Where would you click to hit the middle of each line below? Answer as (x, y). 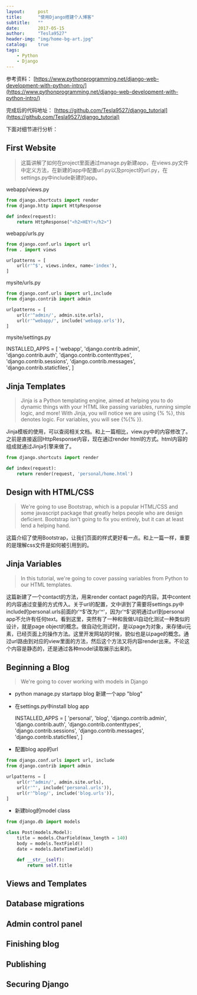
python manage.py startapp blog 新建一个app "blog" (78, 694)
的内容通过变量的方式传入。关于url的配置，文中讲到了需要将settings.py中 (95, 604)
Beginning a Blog (38, 667)
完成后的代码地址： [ (31, 110)
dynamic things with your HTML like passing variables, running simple (106, 407)
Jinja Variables (34, 564)
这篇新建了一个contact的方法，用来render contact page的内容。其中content (98, 597)
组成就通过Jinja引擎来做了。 (40, 447)
